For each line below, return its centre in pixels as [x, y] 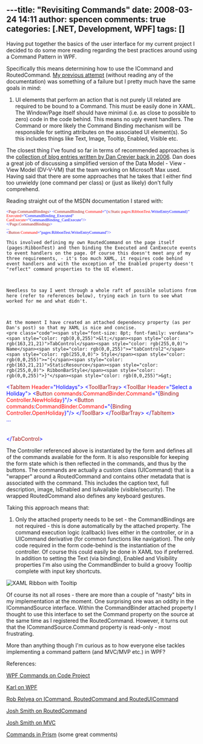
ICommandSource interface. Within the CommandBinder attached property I [101, 608]
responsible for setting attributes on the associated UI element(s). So [101, 132]
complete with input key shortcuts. [58, 571]
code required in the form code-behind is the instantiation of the [95, 545]
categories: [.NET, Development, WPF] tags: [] [95, 29]
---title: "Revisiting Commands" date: [79, 10]
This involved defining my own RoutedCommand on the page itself [90, 242]
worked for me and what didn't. [47, 301]
